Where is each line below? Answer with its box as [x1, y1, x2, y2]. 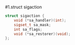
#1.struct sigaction [5, 4, 42, 10]
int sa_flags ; [14, 27, 42, 32]
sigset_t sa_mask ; [14, 22, 51, 27]
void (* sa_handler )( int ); [14, 18, 67, 23]
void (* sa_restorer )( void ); [14, 31, 71, 36]
